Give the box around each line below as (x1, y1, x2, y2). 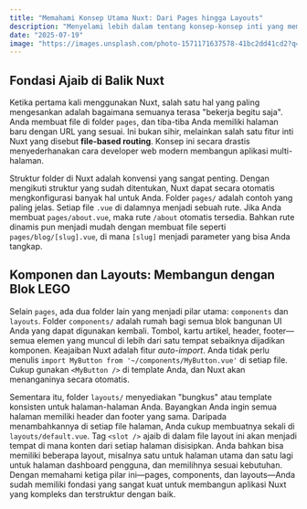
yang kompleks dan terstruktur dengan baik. (9, 488, 176, 499)
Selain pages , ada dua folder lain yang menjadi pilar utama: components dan (9, 305, 289, 316)
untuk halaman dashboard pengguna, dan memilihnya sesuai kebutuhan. (9, 459, 283, 471)
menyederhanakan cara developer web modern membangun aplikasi (9, 145, 269, 156)
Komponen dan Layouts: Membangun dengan (9, 267, 276, 283)
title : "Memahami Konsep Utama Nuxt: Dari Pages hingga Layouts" (9, 13, 263, 23)
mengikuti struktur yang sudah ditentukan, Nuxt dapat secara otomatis (9, 183, 276, 194)
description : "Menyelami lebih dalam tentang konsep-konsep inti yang (9, 22, 284, 31)
